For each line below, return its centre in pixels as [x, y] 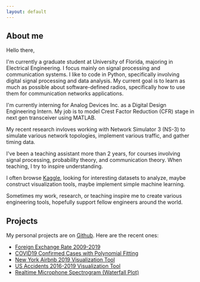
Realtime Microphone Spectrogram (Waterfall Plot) [77, 272]
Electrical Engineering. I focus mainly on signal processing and [83, 68]
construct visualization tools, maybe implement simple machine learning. [96, 184]
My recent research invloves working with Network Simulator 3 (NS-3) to [96, 130]
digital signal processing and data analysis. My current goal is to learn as [96, 81]
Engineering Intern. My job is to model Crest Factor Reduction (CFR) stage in [100, 112]
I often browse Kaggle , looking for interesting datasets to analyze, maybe [96, 178]
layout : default [26, 12]
